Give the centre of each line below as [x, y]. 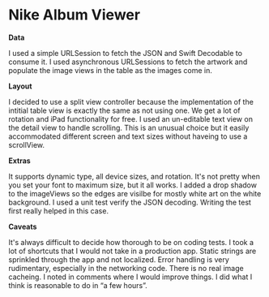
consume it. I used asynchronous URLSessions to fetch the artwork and [128, 62]
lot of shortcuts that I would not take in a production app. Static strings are [132, 251]
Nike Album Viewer [74, 15]
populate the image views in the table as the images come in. [111, 70]
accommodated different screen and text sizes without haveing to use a [128, 136]
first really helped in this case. [59, 211]
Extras [19, 161]
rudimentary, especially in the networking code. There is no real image [126, 268]
